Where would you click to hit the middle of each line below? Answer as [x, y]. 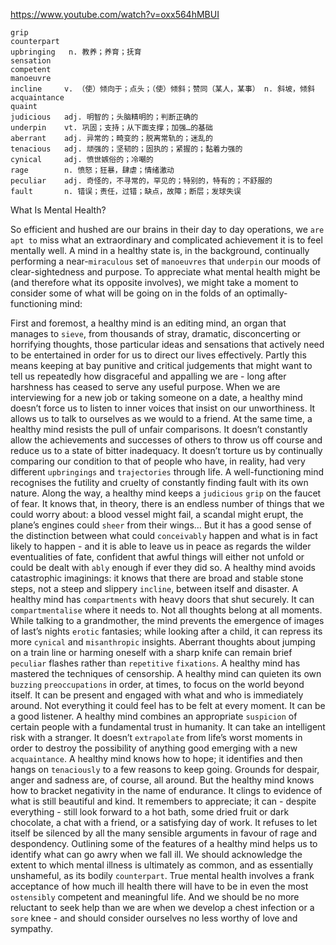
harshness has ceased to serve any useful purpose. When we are [145, 387]
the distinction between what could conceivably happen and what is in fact [164, 535]
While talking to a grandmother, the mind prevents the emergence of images [167, 620]
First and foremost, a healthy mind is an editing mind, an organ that [148, 323]
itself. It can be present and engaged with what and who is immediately [157, 695]
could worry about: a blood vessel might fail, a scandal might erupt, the [157, 514]
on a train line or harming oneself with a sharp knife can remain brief [151, 652]
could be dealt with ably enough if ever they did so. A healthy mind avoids [163, 567]
